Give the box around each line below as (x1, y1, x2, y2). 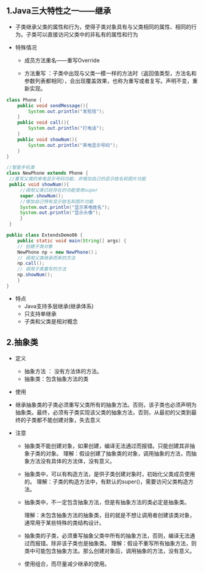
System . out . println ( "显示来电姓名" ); (19, 204, 110, 210)
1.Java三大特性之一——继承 (6, 5, 111, 16)
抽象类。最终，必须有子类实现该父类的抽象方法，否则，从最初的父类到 (15, 409, 192, 416)
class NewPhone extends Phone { (6, 170, 88, 177)
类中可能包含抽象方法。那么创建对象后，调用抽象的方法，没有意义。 (24, 547, 195, 554)
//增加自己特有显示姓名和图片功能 (19, 199, 94, 205)
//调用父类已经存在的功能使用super (19, 187, 99, 193)
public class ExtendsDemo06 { (6, 232, 83, 239)
